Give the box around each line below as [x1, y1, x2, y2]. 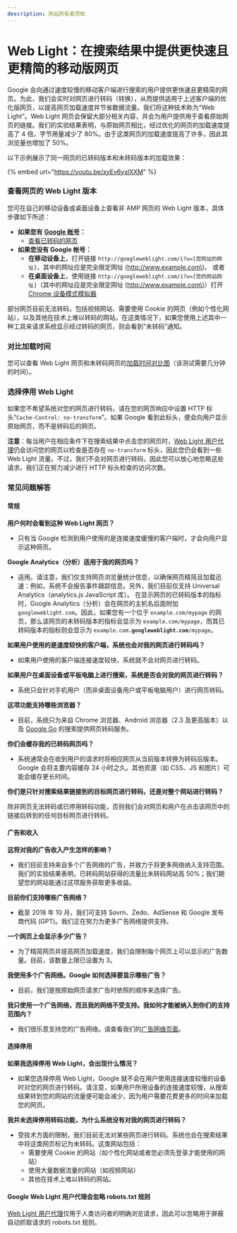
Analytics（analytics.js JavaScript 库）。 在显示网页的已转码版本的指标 [17, 590, 222, 599]
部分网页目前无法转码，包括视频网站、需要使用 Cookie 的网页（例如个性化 [7, 304, 224, 313]
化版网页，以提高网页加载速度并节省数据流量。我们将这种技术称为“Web [7, 103, 215, 112]
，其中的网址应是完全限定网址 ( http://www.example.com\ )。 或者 [36, 263, 226, 271]
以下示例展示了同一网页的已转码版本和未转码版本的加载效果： [7, 153, 187, 162]
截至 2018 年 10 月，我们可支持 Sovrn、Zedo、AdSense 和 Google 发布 [17, 908, 224, 917]
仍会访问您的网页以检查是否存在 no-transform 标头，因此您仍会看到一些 [13, 446, 222, 454]
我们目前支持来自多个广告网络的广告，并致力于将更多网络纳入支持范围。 [17, 860, 228, 869]
